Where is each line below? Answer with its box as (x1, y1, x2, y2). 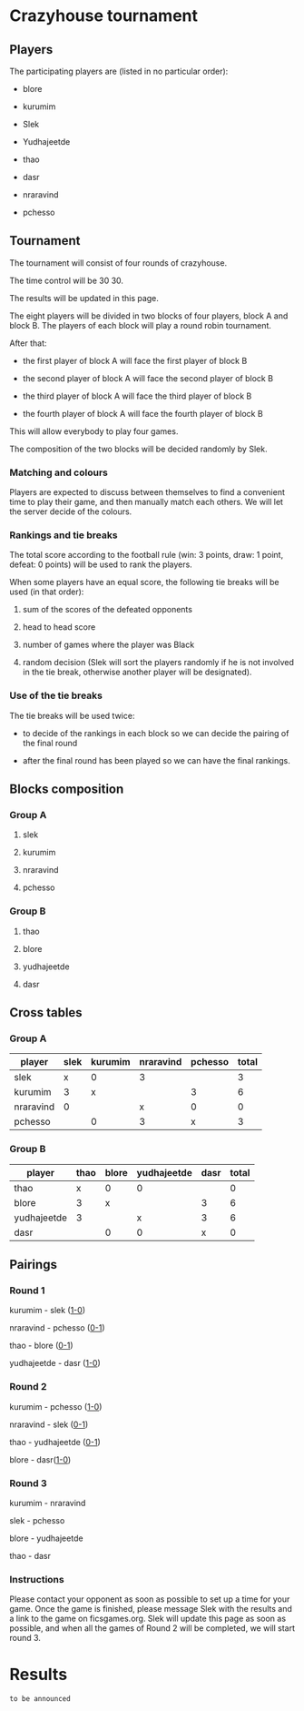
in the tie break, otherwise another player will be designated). (22, 666, 252, 678)
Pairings (9, 1257, 57, 1272)
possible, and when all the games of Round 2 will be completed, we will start (9, 1623, 295, 1634)
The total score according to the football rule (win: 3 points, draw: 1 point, (9, 550, 284, 561)
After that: (9, 338, 47, 349)
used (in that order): (9, 586, 84, 597)
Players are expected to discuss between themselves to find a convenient (9, 487, 286, 498)
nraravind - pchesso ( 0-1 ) (9, 1322, 106, 1333)
